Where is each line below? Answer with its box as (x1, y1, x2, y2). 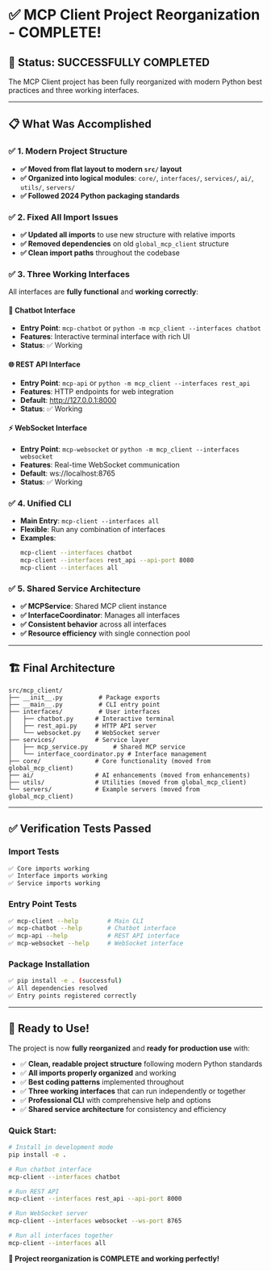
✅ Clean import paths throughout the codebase (19, 248, 180, 258)
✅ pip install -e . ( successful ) (8, 977, 123, 985)
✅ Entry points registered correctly (8, 992, 137, 1000)
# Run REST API (8, 1187, 60, 1196)
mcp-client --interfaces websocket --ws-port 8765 (8, 1217, 182, 1225)
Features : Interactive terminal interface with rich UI (19, 332, 190, 342)
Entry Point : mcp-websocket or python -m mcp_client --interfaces (19, 444, 240, 454)
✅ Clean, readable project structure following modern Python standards (19, 1059, 263, 1068)
